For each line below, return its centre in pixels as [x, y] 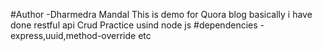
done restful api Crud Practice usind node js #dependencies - [137, 25]
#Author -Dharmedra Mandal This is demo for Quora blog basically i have [161, 14]
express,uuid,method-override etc [81, 35]
